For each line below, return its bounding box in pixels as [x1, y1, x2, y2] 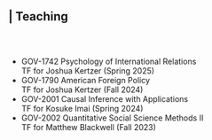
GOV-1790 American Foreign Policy [20, 75, 151, 85]
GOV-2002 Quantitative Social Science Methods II [20, 113, 204, 123]
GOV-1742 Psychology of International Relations [20, 56, 197, 66]
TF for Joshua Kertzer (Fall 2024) [20, 84, 144, 95]
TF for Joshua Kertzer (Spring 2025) [20, 66, 155, 76]
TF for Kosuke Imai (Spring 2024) [20, 104, 144, 113]
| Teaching [8, 9, 68, 24]
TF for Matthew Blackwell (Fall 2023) [20, 122, 157, 132]
